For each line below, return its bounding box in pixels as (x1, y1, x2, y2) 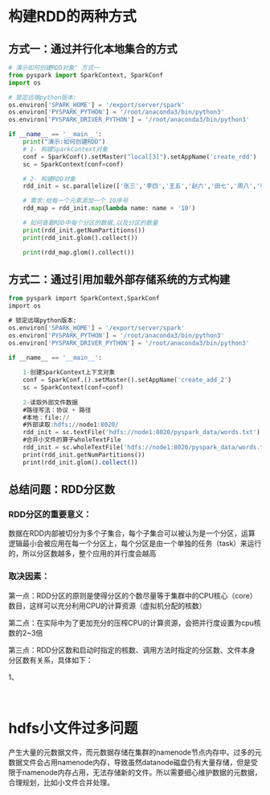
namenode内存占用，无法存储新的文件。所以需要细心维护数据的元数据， (22, 767, 262, 777)
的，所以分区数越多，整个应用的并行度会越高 (8, 549, 157, 558)
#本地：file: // (22, 413, 70, 421)
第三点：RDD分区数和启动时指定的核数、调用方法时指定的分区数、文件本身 (8, 645, 256, 655)
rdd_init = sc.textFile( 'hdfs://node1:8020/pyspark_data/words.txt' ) (22, 429, 261, 437)
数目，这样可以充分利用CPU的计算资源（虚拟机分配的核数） (8, 601, 207, 611)
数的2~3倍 (8, 627, 43, 637)
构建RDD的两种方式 (8, 7, 137, 26)
